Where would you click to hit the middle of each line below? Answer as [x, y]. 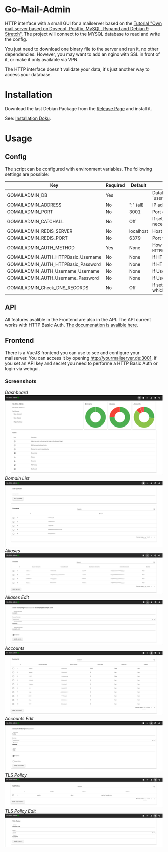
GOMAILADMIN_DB [27, 195]
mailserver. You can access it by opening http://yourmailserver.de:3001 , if [81, 358]
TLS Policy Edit [21, 811]
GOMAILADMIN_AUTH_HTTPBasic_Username [54, 257]
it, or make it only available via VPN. [42, 59]
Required [115, 185]
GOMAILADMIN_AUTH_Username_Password [53, 278]
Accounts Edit [19, 719]
